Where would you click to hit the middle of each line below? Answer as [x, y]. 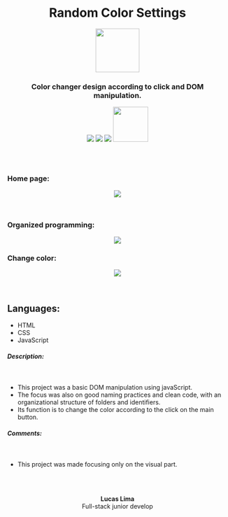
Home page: [29, 178]
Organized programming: [51, 225]
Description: [26, 356]
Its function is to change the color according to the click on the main [116, 409]
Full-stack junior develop [117, 506]
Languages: [34, 308]
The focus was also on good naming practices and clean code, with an [119, 395]
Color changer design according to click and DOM [117, 87]
